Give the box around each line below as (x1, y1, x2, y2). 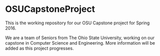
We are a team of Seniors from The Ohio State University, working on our (5, 35, 155, 41)
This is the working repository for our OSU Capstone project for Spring (5, 20, 150, 26)
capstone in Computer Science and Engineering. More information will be (5, 40, 156, 46)
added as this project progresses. (5, 45, 74, 51)
